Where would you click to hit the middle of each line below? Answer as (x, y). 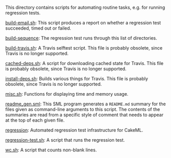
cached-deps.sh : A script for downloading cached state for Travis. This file (84, 63)
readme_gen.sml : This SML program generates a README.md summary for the (86, 104)
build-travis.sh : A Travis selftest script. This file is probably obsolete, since (84, 48)
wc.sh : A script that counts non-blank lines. (51, 150)
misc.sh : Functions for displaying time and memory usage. (67, 94)
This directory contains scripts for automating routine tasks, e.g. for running (85, 7)
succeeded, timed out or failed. (38, 28)
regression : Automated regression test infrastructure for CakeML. (74, 130)
